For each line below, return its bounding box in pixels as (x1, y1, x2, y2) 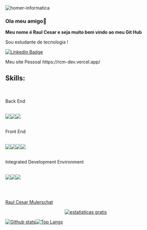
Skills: (5, 74, 26, 82)
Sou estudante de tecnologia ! (5, 39, 68, 45)
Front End (5, 128, 26, 135)
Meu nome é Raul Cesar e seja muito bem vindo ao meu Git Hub (5, 29, 142, 35)
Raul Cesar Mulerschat (5, 199, 54, 205)
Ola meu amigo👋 (5, 17, 47, 25)
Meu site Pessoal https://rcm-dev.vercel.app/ (5, 59, 101, 65)
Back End (5, 98, 26, 104)
